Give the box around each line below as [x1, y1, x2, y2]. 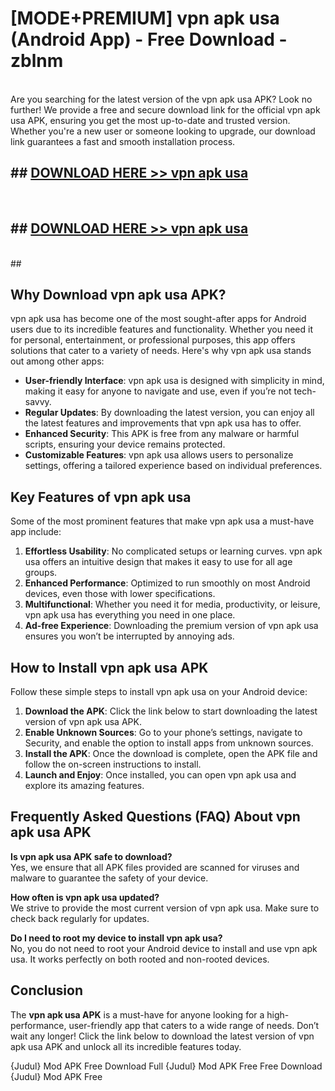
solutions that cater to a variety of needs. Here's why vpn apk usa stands [10, 345, 312, 357]
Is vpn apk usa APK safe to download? [10, 850, 173, 862]
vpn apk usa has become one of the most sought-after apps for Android [10, 313, 307, 325]
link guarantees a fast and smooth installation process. [10, 135, 236, 147]
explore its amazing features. [24, 780, 145, 791]
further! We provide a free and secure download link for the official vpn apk [10, 103, 321, 116]
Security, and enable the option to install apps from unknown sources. [24, 737, 314, 749]
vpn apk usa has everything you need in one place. [24, 609, 236, 621]
